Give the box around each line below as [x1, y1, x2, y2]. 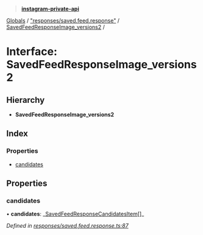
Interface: [6, 45, 58, 58]
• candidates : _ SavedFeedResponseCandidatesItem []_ [6, 210, 144, 218]
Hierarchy [6, 94, 45, 105]
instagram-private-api [21, 5, 79, 12]
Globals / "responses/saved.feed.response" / [6, 17, 120, 24]
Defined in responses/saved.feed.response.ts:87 [6, 222, 129, 230]
